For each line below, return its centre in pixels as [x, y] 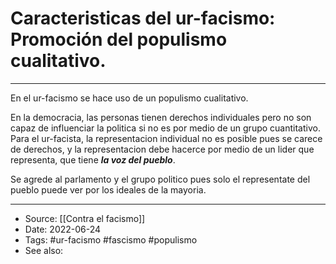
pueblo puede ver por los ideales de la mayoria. [108, 189]
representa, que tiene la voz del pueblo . [93, 159]
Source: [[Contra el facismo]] [85, 218]
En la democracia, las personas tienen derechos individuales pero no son [161, 117]
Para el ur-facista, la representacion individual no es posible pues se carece [166, 138]
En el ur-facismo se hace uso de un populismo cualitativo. [129, 98]
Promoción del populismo [119, 39]
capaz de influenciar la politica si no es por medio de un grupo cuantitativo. [165, 128]
